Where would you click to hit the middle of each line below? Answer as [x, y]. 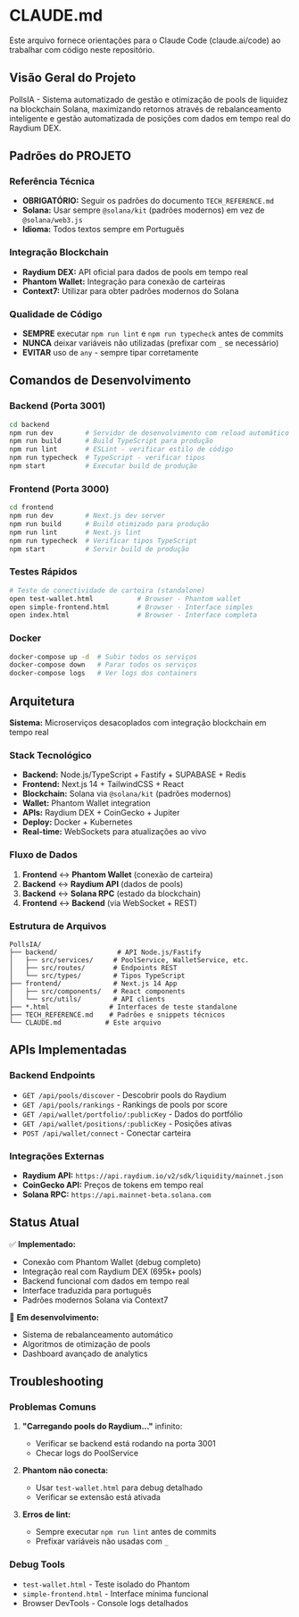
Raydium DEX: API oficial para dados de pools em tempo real [135, 272]
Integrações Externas [57, 1156]
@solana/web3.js [52, 221]
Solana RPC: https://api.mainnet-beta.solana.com [116, 1194]
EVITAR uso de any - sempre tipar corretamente [110, 353]
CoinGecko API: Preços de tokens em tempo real [112, 1185]
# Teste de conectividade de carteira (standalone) [107, 591]
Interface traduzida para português [87, 1290]
